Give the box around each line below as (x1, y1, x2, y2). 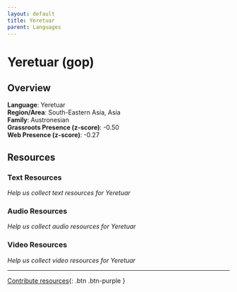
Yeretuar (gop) (7, 54, 95, 70)
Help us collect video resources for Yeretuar (7, 256, 136, 264)
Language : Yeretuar (7, 100, 66, 110)
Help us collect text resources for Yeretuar (7, 189, 130, 197)
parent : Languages (7, 23, 61, 30)
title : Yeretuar (7, 17, 55, 24)
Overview (7, 82, 51, 94)
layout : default (7, 10, 55, 18)
